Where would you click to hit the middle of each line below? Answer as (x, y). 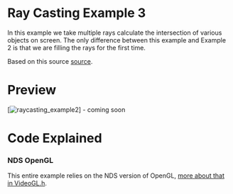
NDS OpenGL (31, 160)
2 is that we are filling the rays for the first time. (76, 47)
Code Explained (55, 138)
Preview (32, 90)
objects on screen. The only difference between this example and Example (116, 40)
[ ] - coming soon (66, 109)
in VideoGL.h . (27, 183)
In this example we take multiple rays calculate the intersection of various (115, 33)
